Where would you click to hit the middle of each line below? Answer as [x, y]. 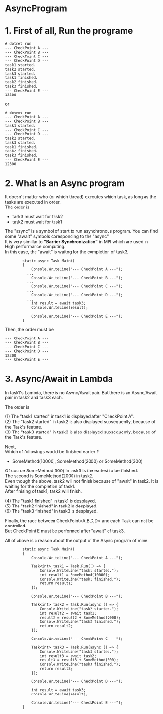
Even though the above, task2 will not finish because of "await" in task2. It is [82, 481]
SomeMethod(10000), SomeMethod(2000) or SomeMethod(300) [77, 461]
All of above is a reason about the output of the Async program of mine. [77, 540]
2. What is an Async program [65, 183]
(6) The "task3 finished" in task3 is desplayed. [52, 511]
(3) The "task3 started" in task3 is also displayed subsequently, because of [81, 432]
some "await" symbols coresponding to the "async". [57, 236]
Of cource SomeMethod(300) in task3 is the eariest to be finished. [72, 471]
